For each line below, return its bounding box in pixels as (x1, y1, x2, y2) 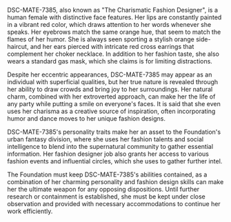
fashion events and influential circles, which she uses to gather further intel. (7, 157, 223, 165)
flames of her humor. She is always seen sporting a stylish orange (7, 35, 195, 43)
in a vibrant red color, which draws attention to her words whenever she (7, 21, 212, 28)
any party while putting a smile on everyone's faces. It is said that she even (7, 100, 221, 108)
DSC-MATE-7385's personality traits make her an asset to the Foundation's (7, 128, 221, 136)
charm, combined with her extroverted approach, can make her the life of (7, 92, 216, 101)
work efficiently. (7, 207, 53, 215)
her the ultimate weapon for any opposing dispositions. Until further (7, 185, 200, 193)
